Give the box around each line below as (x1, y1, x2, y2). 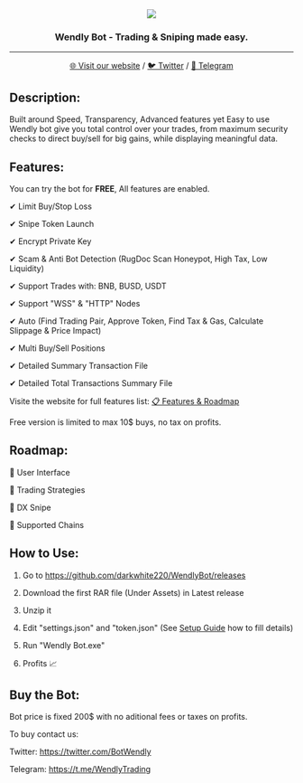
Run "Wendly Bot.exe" (22, 639, 106, 650)
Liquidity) (9, 262, 45, 274)
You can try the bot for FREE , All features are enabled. (9, 183, 210, 193)
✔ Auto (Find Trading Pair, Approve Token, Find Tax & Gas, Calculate (9, 316, 264, 326)
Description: (9, 90, 81, 105)
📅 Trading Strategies (9, 484, 86, 495)
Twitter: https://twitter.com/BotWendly (9, 746, 151, 758)
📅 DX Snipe (9, 502, 51, 513)
